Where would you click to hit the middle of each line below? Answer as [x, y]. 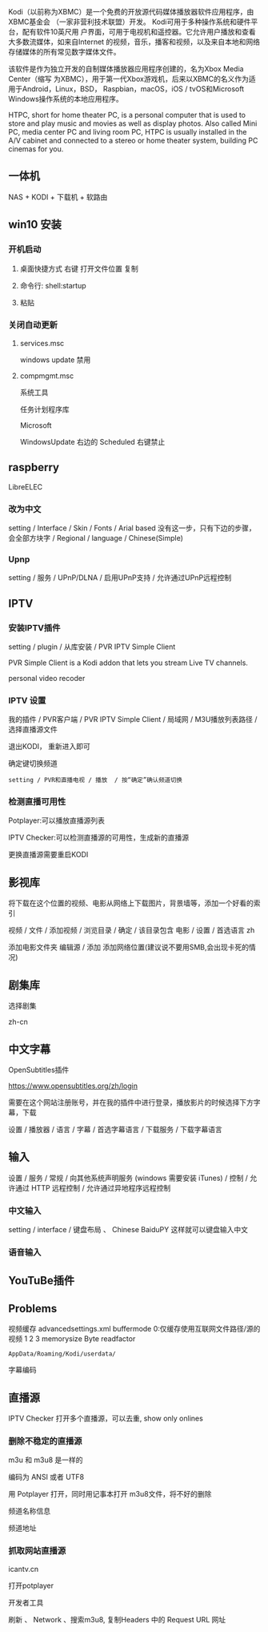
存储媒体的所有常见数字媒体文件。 [64, 52]
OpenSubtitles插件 [39, 1070]
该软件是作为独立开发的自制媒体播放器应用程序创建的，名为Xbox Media [126, 69]
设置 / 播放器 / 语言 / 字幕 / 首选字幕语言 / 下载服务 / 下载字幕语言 [115, 1129]
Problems [33, 1308]
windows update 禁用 [55, 360]
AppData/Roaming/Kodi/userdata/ [62, 1354]
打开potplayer [31, 1586]
